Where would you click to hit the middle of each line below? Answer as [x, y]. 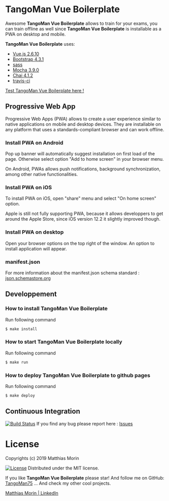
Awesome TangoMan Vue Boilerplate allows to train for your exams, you [81, 23]
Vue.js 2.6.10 [26, 54]
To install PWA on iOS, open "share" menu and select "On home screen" [81, 198]
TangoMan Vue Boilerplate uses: [40, 44]
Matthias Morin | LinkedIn [32, 493]
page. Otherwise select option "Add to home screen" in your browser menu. [84, 159]
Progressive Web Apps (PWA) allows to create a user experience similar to [83, 119]
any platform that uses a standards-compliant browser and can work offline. [85, 129]
